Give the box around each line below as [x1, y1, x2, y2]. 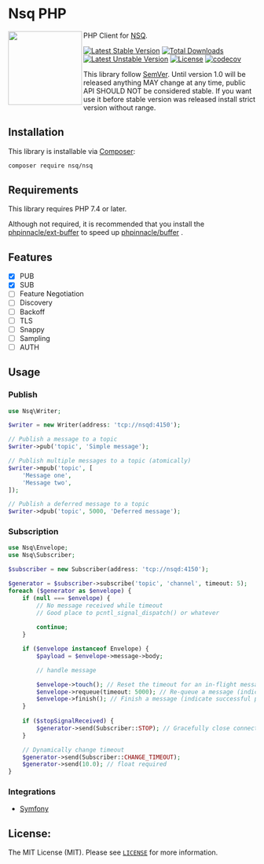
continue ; [36, 624, 68, 632]
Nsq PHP [8, 5, 67, 23]
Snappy [19, 324, 45, 334]
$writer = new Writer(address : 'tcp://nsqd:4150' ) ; [8, 421, 181, 429]
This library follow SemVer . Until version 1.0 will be [83, 69, 246, 79]
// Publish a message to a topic [8, 435, 118, 444]
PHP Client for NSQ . [83, 31, 148, 40]
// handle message [36, 666, 97, 674]
